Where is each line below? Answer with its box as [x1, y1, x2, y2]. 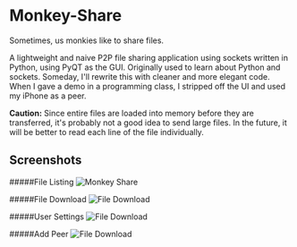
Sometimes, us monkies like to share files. [9, 35, 164, 46]
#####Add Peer [9, 228, 69, 239]
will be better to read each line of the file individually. [9, 126, 204, 137]
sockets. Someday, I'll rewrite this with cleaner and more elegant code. [9, 71, 270, 81]
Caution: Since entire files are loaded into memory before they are [9, 107, 255, 118]
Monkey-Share [9, 5, 123, 26]
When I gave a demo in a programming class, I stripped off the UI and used [9, 81, 286, 91]
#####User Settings [9, 211, 85, 222]
